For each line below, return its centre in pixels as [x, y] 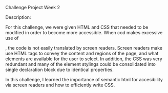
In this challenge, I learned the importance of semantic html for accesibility [84, 79]
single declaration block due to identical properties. [59, 69]
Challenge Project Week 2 [33, 7]
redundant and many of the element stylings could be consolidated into [81, 64]
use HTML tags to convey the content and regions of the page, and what [82, 53]
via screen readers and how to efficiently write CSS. [60, 85]
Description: [18, 17]
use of [12, 38]
